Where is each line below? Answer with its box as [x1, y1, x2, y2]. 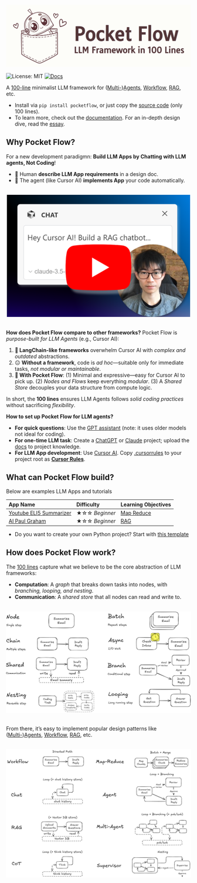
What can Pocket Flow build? [6, 472, 114, 482]
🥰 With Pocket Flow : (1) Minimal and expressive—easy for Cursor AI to [14, 371, 185, 378]
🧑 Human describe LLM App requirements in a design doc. [14, 170, 158, 177]
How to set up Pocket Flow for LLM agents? [6, 412, 114, 420]
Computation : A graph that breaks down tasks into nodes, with [14, 581, 168, 588]
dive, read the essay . [14, 120, 66, 127]
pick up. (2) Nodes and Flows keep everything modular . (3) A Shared [14, 377, 182, 385]
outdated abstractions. [14, 353, 70, 360]
